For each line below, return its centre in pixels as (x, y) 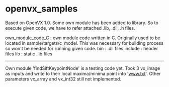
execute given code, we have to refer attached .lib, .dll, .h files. (70, 28)
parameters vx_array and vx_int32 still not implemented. (63, 79)
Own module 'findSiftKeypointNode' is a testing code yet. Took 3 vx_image (83, 68)
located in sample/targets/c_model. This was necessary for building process (84, 43)
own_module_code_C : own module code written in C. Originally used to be (83, 38)
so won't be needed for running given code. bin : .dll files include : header (82, 48)
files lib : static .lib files (29, 54)
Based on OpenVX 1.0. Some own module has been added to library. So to (82, 23)
